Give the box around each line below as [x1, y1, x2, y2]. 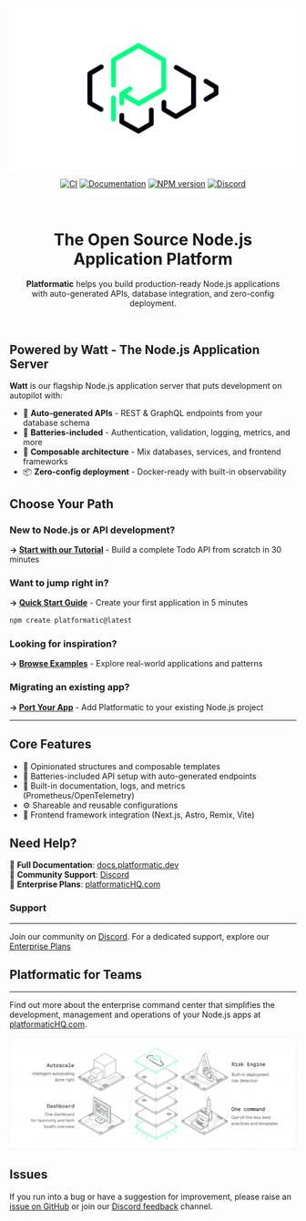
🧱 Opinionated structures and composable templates [22, 760, 221, 771]
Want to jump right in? [9, 576, 109, 589]
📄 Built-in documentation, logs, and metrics [22, 780, 186, 791]
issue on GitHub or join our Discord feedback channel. [9, 1200, 213, 1212]
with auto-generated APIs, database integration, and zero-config [31, 289, 275, 300]
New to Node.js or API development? [9, 524, 176, 536]
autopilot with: [9, 390, 63, 402]
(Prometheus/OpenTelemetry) [22, 789, 135, 800]
